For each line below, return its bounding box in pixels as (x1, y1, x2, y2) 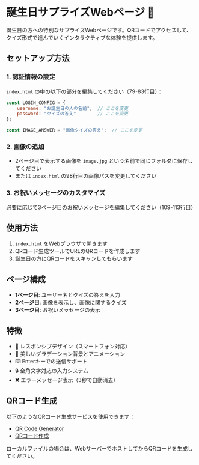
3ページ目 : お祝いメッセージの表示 (14, 306, 101, 314)
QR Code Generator (14, 425, 64, 432)
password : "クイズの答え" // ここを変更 (17, 111, 128, 117)
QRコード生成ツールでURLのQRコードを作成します (14, 248, 141, 255)
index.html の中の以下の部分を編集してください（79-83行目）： (6, 88, 163, 95)
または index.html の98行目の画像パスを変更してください (14, 172, 157, 180)
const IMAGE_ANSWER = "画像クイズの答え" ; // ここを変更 (6, 127, 142, 133)
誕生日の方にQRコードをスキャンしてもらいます (14, 255, 133, 262)
